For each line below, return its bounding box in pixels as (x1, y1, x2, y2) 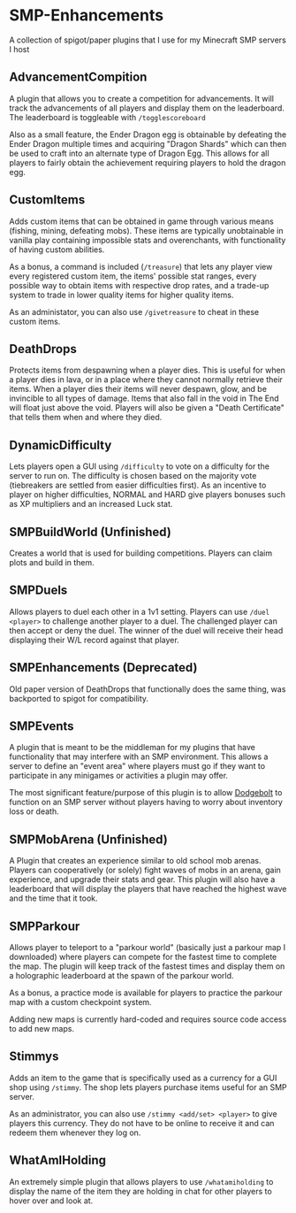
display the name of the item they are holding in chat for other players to (9, 1186, 272, 1196)
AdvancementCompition (9, 70, 148, 85)
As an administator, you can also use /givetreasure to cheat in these (9, 306, 259, 317)
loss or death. (9, 806, 59, 817)
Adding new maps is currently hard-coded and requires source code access (9, 1014, 287, 1025)
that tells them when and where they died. (9, 412, 163, 423)
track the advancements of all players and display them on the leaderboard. (9, 103, 285, 113)
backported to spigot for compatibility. (9, 693, 148, 703)
